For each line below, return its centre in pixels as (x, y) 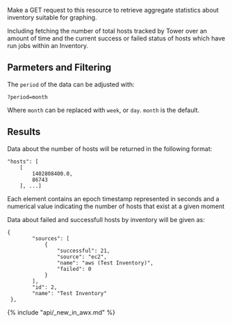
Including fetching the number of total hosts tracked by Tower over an (107, 31)
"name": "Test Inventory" (70, 293)
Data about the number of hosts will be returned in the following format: (110, 148)
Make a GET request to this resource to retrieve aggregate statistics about (113, 10)
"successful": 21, (83, 251)
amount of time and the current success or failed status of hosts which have (116, 38)
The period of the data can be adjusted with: (71, 84)
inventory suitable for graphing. (52, 17)
